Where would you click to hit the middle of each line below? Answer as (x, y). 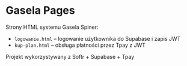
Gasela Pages (41, 10)
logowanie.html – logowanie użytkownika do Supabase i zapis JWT (97, 38)
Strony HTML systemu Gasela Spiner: (52, 27)
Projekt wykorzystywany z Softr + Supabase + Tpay (70, 56)
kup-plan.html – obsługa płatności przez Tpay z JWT (80, 45)
